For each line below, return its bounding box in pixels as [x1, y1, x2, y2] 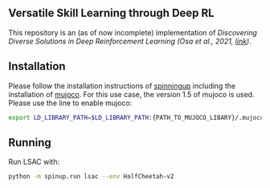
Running [8, 136, 52, 149]
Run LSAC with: [8, 157, 60, 167]
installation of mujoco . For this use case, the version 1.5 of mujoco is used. [8, 89, 255, 99]
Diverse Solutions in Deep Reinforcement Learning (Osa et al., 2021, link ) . [8, 36, 252, 46]
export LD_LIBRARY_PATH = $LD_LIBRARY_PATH [8, 113, 149, 121]
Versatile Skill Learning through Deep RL [8, 6, 215, 20]
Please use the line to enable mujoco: [8, 98, 133, 108]
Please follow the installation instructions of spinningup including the [8, 80, 235, 91]
